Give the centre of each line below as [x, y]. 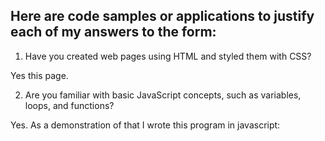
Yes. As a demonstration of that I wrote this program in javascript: [145, 125]
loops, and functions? [69, 105]
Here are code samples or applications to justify [162, 16]
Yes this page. [39, 75]
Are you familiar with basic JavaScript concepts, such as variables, [163, 95]
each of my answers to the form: [113, 32]
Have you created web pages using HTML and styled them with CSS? [168, 56]
